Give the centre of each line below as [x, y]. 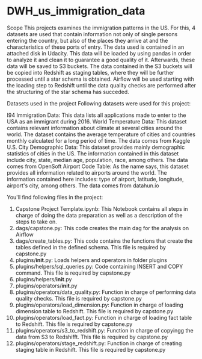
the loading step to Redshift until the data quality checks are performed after [102, 85]
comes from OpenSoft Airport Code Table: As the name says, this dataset [98, 166]
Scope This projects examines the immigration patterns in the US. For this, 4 [101, 28]
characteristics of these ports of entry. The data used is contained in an [96, 47]
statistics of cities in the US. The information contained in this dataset [93, 153]
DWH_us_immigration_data [76, 11]
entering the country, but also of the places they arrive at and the [87, 40]
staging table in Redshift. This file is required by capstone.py [90, 349]
